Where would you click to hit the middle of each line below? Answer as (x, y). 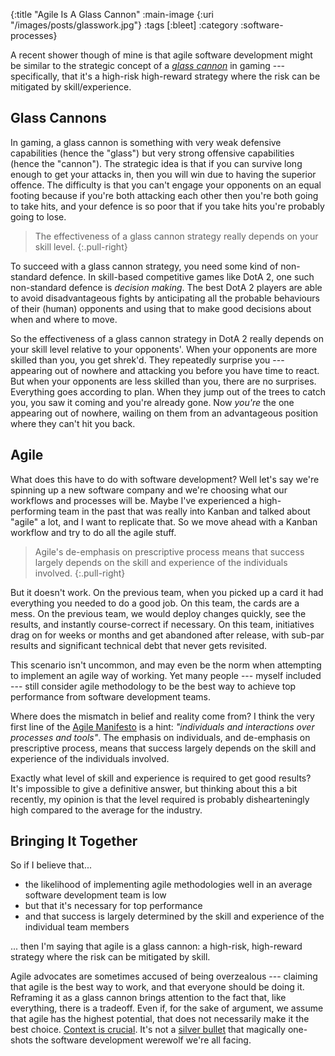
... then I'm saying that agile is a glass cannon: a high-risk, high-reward (156, 946)
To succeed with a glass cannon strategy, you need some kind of (144, 266)
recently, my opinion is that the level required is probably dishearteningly (160, 799)
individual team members (77, 927)
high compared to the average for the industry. (106, 810)
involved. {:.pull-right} (80, 573)
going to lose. (38, 216)
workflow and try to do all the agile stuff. (93, 532)
